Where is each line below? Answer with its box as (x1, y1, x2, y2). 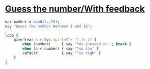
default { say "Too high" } (22, 51, 101, 56)
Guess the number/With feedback (5, 3, 145, 14)
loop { (5, 33, 18, 38)
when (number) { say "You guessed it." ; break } (22, 42, 132, 47)
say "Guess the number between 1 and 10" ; (5, 24, 92, 28)
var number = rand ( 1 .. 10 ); (5, 19, 60, 24)
